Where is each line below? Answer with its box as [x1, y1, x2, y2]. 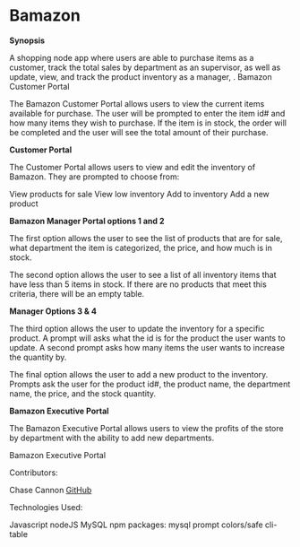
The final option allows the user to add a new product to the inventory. [9, 369, 269, 379]
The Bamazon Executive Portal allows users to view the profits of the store [9, 422, 284, 433]
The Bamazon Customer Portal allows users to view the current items [9, 98, 265, 109]
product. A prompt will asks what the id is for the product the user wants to [9, 333, 286, 343]
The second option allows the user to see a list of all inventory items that [9, 269, 277, 280]
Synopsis [9, 35, 46, 46]
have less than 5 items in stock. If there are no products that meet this [9, 279, 267, 290]
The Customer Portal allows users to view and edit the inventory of [9, 161, 256, 172]
